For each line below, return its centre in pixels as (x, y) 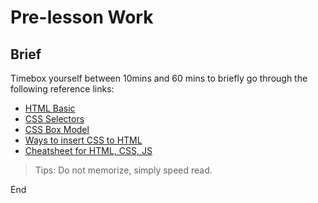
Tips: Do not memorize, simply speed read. (123, 170)
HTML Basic (50, 108)
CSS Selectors (54, 119)
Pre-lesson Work (82, 17)
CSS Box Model (57, 129)
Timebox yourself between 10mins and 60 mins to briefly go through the (159, 78)
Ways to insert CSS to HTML (83, 140)
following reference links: (62, 89)
